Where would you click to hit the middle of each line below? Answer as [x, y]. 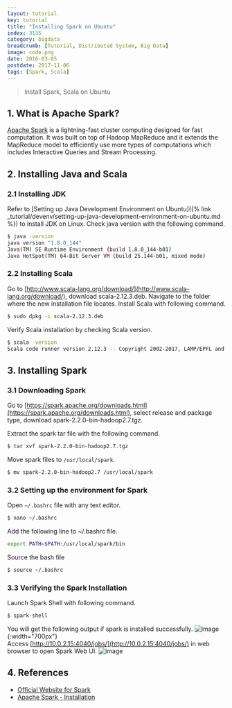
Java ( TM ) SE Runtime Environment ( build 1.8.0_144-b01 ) [89, 249]
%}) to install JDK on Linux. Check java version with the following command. [116, 224]
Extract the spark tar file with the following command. [84, 434]
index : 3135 [24, 33]
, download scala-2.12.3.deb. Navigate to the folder [138, 296]
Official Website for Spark [54, 689]
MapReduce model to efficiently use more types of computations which [109, 145]
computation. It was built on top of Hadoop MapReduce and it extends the [113, 138]
